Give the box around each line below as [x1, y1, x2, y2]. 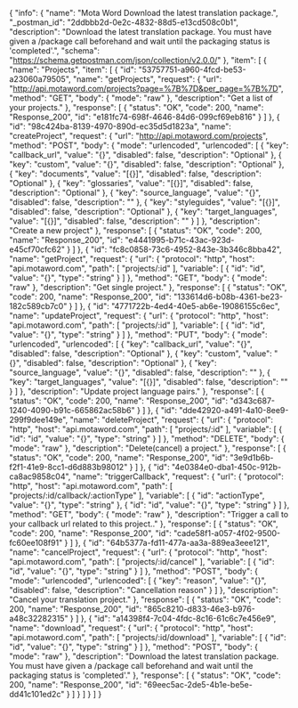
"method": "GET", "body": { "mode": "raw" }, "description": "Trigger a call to [9, 509, 289, 519]
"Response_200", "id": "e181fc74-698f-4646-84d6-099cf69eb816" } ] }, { [9, 111, 280, 122]
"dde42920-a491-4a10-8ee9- [179, 405, 289, 415]
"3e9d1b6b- [230, 452, 274, 462]
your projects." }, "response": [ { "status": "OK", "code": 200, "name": [9, 102, 264, 112]
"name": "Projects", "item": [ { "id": [9, 64, 137, 75]
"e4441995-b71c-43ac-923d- [124, 235, 235, 245]
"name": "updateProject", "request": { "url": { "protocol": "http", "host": [9, 311, 269, 321]
